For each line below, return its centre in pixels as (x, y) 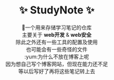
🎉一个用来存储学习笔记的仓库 (57, 27)
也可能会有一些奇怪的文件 (57, 49)
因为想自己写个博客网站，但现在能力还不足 (57, 64)
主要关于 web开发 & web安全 (57, 34)
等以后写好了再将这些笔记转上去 (57, 71)
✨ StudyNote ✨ (57, 10)
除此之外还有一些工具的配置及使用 (57, 42)
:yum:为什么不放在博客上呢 (57, 57)
